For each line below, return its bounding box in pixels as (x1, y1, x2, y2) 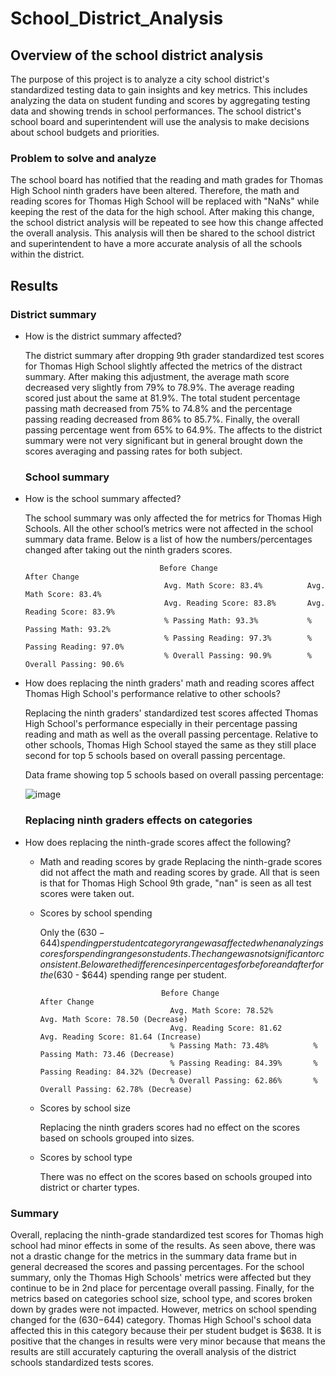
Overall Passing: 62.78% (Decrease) (39, 1084, 193, 1094)
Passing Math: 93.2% (24, 625, 111, 635)
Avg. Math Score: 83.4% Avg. (163, 581, 326, 591)
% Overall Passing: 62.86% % (169, 1075, 318, 1086)
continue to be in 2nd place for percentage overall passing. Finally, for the (10, 1282, 315, 1294)
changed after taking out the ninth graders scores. (24, 544, 233, 556)
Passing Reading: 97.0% (24, 642, 125, 652)
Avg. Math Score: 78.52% (169, 1005, 273, 1016)
